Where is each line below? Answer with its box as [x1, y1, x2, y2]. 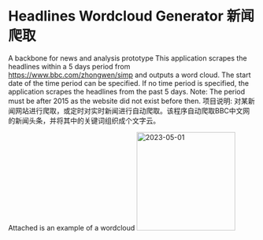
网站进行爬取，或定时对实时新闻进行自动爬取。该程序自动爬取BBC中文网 [14, 105, 250, 115]
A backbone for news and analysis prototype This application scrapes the [8, 53, 247, 63]
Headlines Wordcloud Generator [8, 7, 224, 25]
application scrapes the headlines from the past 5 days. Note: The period [8, 87, 246, 96]
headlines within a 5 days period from [8, 61, 131, 71]
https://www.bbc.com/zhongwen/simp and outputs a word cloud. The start [8, 70, 251, 79]
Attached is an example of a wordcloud [8, 223, 135, 232]
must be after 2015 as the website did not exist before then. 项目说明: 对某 [8, 96, 248, 105]
